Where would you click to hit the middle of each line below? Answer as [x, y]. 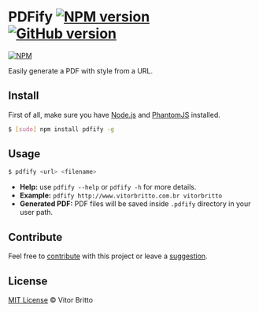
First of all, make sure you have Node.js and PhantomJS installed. [114, 115]
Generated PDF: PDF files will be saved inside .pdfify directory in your [135, 204]
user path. [36, 212]
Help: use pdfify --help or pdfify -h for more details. [108, 187]
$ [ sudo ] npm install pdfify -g [61, 129]
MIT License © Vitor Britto [50, 299]
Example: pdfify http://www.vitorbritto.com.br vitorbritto [121, 195]
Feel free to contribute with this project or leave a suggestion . [108, 256]
